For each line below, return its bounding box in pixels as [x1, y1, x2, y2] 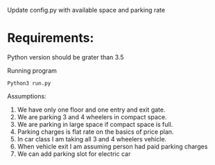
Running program [7, 66, 58, 75]
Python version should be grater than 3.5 [7, 53, 124, 61]
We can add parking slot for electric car [17, 149, 131, 158]
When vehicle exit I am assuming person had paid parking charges [17, 142, 208, 150]
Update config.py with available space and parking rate [7, 6, 165, 14]
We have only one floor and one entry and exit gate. [17, 105, 166, 114]
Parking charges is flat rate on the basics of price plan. [17, 128, 174, 136]
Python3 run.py [7, 80, 51, 87]
